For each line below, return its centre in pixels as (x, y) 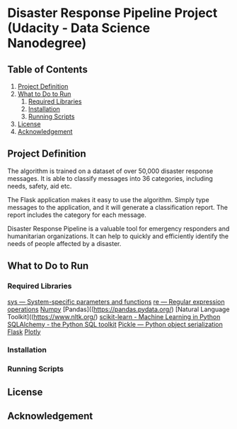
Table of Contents (48, 69)
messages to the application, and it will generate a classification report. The (118, 207)
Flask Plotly (24, 332)
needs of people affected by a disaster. (64, 243)
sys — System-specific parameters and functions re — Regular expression (116, 301)
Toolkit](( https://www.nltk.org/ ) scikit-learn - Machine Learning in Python (114, 316)
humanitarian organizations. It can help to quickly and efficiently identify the (118, 236)
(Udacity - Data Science (79, 28)
